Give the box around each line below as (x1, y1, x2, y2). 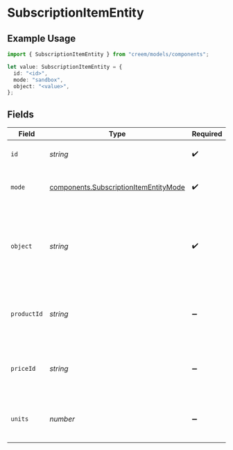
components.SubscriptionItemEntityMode (49, 183, 185, 192)
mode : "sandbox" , (13, 76, 64, 83)
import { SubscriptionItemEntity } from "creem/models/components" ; (7, 51, 209, 58)
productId (10, 310, 43, 318)
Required (191, 129, 223, 139)
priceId (10, 365, 36, 373)
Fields (7, 108, 35, 120)
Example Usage (7, 33, 76, 44)
